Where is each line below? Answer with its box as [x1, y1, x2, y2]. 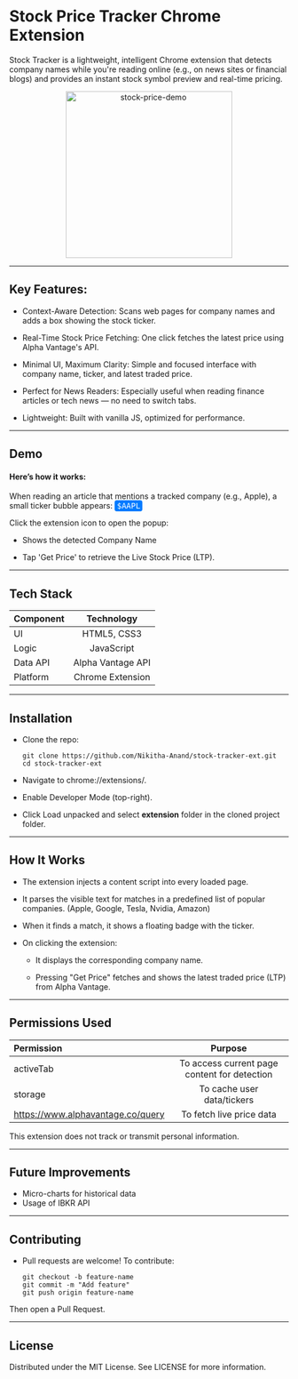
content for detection [184, 1068, 273, 1080]
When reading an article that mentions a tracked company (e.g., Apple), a [9, 491, 278, 501]
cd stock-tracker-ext [21, 758, 102, 768]
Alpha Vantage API [73, 656, 151, 669]
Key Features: [9, 282, 88, 297]
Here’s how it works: [9, 471, 87, 482]
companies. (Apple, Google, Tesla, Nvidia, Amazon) [21, 902, 211, 913]
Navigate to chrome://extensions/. [21, 774, 147, 785]
